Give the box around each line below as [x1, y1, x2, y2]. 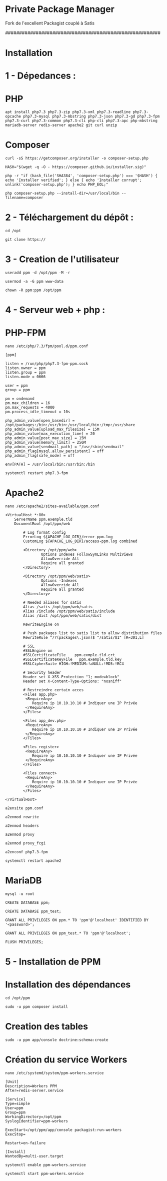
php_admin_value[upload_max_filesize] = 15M [5, 427, 99, 432]
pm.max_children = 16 [5, 401, 50, 406]
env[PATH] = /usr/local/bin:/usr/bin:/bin [5, 462, 95, 467]
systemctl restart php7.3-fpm [5, 471, 68, 476]
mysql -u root [5, 891, 35, 896]
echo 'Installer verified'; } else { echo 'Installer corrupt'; [5, 178, 142, 183]
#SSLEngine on [23, 648, 52, 653]
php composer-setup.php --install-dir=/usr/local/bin [5, 191, 120, 196]
